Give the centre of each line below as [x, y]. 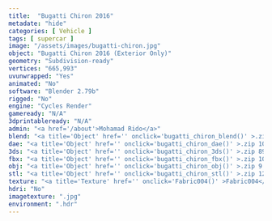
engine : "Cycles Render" [50, 106]
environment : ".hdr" [43, 204]
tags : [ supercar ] [41, 38]
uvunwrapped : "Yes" [41, 76]
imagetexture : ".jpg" [45, 196]
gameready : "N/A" [38, 114]
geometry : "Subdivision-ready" [61, 62]
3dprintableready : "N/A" [50, 121]
